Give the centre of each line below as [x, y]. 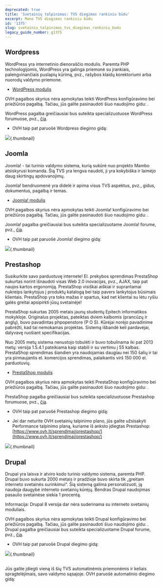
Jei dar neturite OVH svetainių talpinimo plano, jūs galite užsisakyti [79, 421]
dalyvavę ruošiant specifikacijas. [38, 333]
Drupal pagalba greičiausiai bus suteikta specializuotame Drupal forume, [78, 530]
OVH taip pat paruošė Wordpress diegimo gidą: [60, 128]
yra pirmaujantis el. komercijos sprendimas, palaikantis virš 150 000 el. [76, 358]
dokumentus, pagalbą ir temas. [36, 191]
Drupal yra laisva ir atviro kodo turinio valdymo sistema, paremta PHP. [75, 474]
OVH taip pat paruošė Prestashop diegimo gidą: [60, 411]
